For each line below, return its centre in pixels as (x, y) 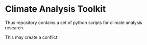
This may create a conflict (31, 37)
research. (15, 27)
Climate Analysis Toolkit (56, 9)
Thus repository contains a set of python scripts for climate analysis (74, 22)
